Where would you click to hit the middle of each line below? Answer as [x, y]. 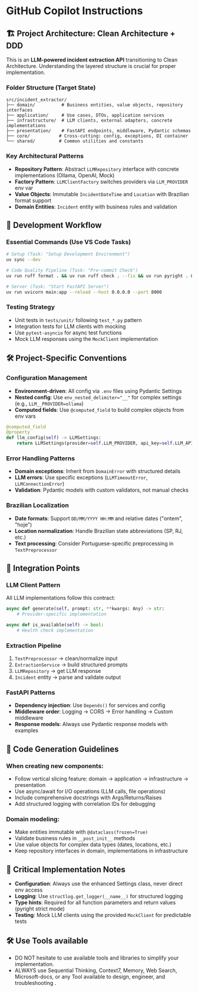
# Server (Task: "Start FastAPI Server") [58, 287]
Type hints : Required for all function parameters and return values [95, 903]
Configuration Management [47, 378]
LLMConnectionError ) [39, 484]
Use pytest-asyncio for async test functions [68, 333]
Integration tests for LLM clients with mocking [70, 326]
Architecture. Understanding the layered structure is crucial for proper [91, 66]
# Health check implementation [55, 630]
